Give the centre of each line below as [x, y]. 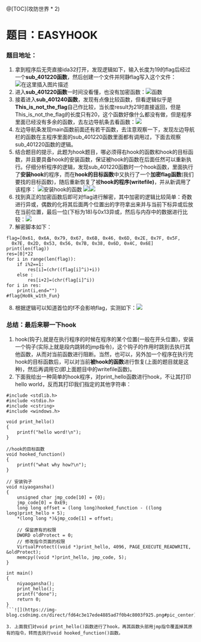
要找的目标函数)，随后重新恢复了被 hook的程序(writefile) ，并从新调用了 [103, 182]
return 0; [29, 599]
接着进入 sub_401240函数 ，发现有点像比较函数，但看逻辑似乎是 [93, 100]
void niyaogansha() [31, 487]
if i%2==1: [31, 265]
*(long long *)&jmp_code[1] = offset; [65, 518]
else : [25, 275]
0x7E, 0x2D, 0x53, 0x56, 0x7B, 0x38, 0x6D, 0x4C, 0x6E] [83, 244]
